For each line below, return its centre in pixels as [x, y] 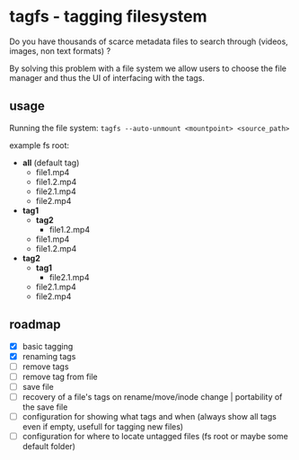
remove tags [45, 367]
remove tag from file [60, 376]
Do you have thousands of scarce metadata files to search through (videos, [149, 41]
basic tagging [48, 346]
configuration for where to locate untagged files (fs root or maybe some [155, 436]
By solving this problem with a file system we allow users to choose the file [148, 68]
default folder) [49, 447]
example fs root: [40, 145]
